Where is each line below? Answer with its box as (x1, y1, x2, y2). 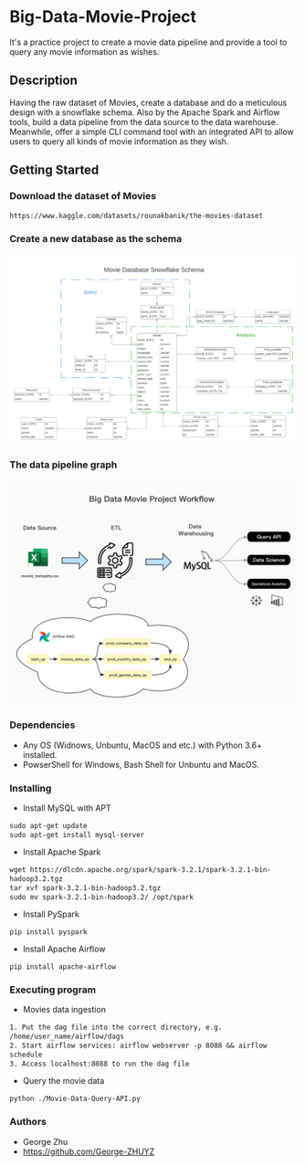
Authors (9, 1116, 47, 1129)
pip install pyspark (9, 928, 89, 937)
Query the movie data (22, 1076, 105, 1087)
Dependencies (9, 719, 76, 731)
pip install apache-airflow (9, 962, 117, 972)
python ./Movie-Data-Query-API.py (9, 1094, 142, 1104)
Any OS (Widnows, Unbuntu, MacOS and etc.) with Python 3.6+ (22, 740, 263, 751)
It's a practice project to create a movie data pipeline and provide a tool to (9, 37, 288, 47)
